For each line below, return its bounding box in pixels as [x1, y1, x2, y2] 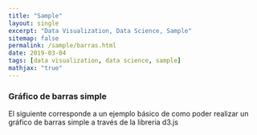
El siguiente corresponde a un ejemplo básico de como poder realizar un [8, 109, 249, 119]
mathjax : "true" [8, 64, 63, 72]
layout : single [8, 19, 59, 27]
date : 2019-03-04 [8, 49, 67, 57]
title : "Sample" [8, 11, 63, 20]
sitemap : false [8, 34, 59, 43]
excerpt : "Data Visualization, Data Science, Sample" [8, 27, 193, 35]
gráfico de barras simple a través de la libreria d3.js [8, 117, 179, 127]
